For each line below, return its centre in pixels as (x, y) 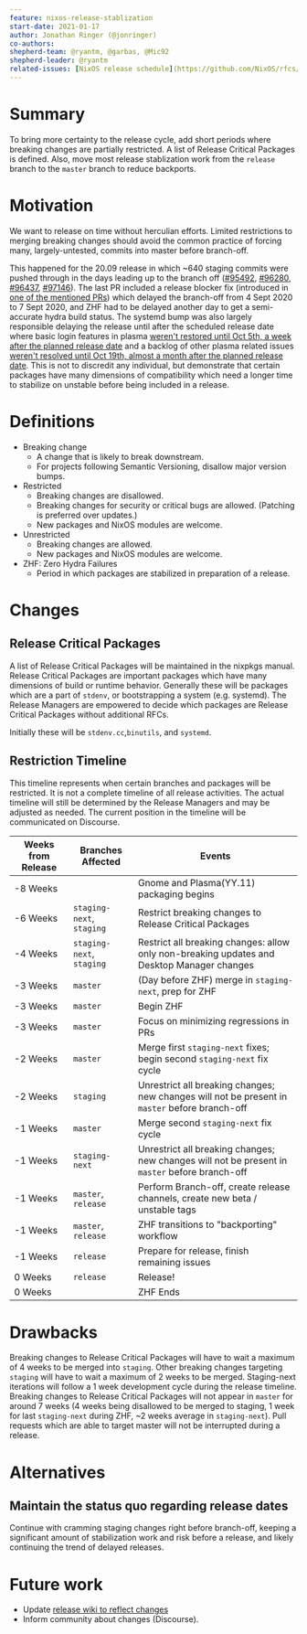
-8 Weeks (36, 888)
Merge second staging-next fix (205, 1123)
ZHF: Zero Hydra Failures (70, 563)
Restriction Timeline (68, 761)
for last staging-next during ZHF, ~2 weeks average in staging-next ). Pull (148, 1416)
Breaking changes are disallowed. (100, 496)
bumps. (51, 475)
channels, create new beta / (197, 1198)
